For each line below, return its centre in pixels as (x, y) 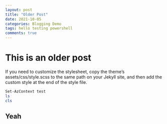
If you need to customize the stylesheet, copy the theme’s (65, 71)
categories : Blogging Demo (33, 24)
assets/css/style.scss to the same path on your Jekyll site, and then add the (83, 77)
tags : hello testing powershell (39, 28)
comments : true (21, 33)
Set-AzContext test (26, 91)
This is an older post (48, 58)
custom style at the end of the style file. (46, 82)
